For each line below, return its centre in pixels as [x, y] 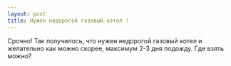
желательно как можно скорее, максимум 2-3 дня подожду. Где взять [116, 48]
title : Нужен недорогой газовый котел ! [68, 21]
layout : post [27, 14]
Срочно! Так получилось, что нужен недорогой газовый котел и [105, 40]
